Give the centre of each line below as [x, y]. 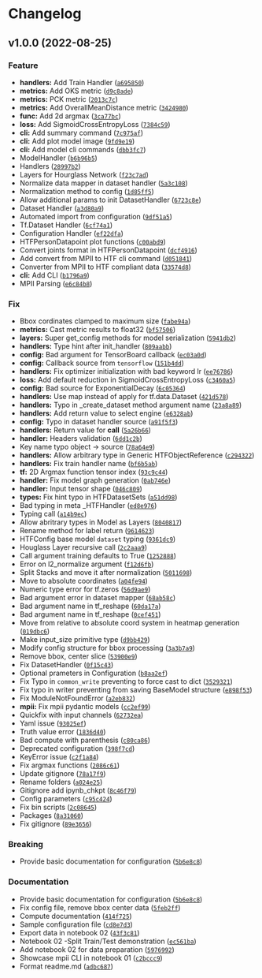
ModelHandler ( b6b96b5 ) [59, 158]
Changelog [45, 14]
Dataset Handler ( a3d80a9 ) [62, 208]
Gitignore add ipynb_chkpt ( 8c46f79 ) [78, 790]
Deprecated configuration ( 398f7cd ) [77, 748]
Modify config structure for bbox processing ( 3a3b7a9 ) [107, 648]
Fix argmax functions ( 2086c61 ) [70, 765]
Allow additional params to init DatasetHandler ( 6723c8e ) [111, 200]
